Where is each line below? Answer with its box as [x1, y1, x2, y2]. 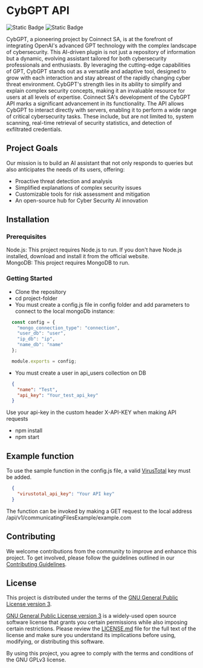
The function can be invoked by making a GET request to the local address [6, 507, 192, 515]
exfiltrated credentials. [6, 125, 62, 133]
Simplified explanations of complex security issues [14, 184, 142, 191]
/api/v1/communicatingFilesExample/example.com [6, 513, 132, 521]
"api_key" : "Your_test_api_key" [17, 392, 98, 398]
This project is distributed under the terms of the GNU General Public [6, 594, 178, 601]
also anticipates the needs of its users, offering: [6, 165, 125, 173]
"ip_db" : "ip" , [17, 336, 56, 342]
